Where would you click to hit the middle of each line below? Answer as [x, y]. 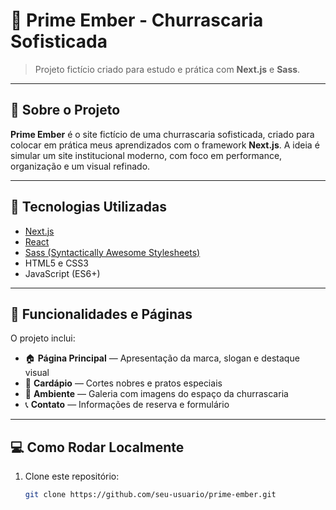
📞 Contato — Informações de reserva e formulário [127, 405]
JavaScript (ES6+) [62, 273]
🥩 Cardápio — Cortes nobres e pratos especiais [123, 383]
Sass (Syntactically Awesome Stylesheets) [112, 252]
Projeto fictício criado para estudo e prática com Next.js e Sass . [167, 69]
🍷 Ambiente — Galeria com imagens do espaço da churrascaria [156, 394]
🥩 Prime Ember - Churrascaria [137, 20]
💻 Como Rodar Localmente [97, 447]
